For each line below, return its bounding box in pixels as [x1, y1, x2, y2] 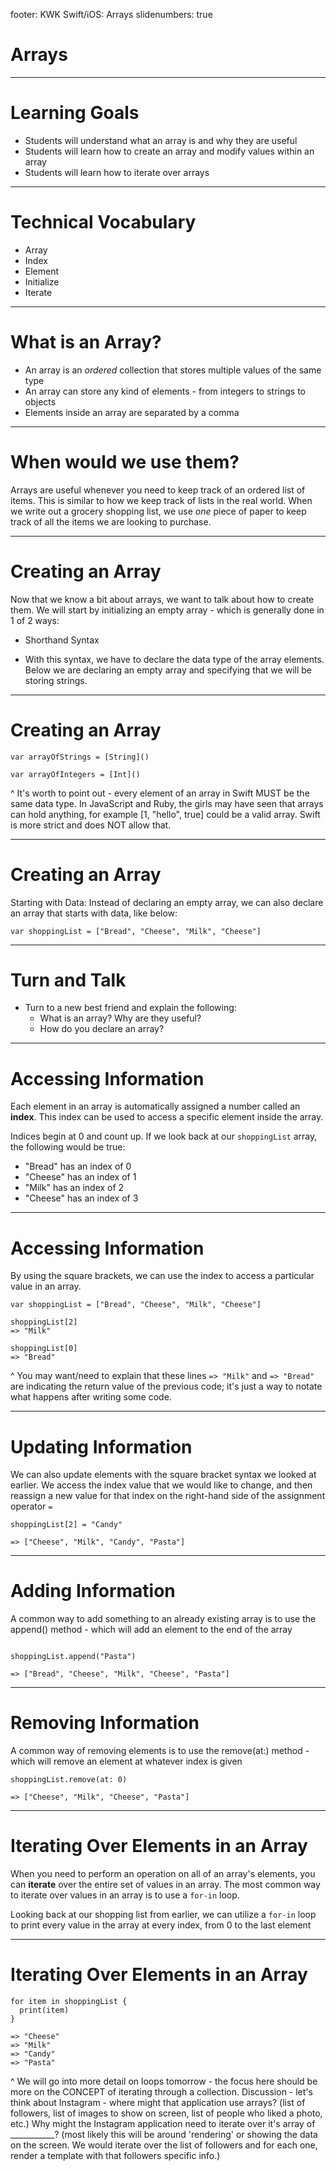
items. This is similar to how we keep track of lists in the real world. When [10, 494, 313, 506]
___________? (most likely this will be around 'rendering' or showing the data [10, 2129, 318, 2140]
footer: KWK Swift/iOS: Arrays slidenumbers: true [10, 9, 213, 20]
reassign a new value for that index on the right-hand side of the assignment [10, 1490, 326, 1502]
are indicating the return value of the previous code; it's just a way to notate [10, 1380, 323, 1393]
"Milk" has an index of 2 [24, 1182, 125, 1194]
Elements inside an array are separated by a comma [24, 406, 240, 418]
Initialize [24, 275, 60, 288]
